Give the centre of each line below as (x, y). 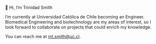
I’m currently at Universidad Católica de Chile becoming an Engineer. (75, 17)
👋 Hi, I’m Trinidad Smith (29, 7)
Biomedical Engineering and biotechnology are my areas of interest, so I (78, 22)
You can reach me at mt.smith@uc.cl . (43, 37)
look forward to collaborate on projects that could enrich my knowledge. (78, 27)
